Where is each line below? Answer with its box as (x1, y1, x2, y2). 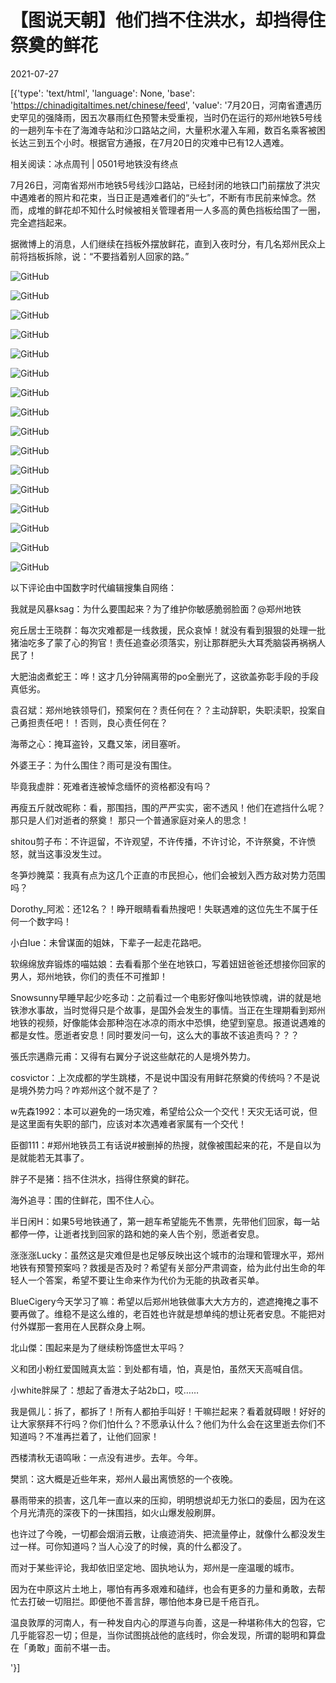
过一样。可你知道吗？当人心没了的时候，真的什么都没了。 (10, 1540, 247, 1552)
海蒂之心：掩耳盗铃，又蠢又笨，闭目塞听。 (10, 737, 186, 750)
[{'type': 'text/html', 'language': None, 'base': (10, 87, 196, 99)
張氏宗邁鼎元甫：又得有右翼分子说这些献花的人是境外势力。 (10, 1050, 256, 1062)
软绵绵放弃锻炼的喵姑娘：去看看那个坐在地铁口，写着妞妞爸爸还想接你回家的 (10, 957, 326, 970)
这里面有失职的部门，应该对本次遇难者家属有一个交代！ (18, 1117, 247, 1130)
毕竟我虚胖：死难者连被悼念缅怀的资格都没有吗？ (10, 780, 212, 792)
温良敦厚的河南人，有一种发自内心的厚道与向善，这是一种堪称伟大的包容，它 (10, 1616, 326, 1628)
